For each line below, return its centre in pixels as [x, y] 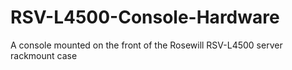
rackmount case [44, 55]
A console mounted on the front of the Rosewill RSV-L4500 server [146, 45]
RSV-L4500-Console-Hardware [145, 17]
